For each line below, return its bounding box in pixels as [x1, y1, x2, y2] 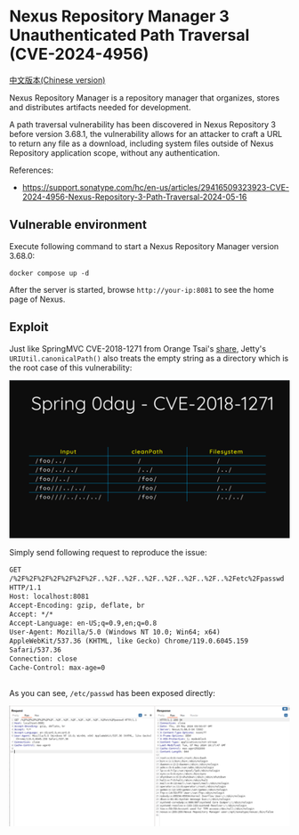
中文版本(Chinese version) [9, 74, 106, 85]
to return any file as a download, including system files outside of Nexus [9, 138, 274, 149]
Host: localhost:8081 [9, 592, 90, 602]
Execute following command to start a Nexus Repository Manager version [9, 240, 279, 251]
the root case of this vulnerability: [9, 362, 133, 373]
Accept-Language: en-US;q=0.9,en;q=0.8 [9, 619, 158, 628]
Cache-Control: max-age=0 [9, 663, 105, 673]
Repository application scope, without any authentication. [9, 147, 221, 158]
